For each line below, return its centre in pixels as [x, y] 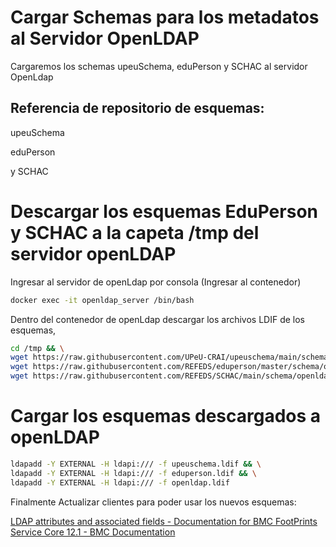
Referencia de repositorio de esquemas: [137, 108]
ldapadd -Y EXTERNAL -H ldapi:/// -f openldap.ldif [120, 482]
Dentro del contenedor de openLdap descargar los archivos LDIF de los [157, 319]
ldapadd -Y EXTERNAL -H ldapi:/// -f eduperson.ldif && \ [133, 473]
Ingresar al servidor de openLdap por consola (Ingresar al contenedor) [156, 282]
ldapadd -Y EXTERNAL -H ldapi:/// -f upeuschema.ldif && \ [136, 464]
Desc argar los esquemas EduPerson [164, 211]
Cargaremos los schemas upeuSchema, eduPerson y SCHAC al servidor [159, 66]
